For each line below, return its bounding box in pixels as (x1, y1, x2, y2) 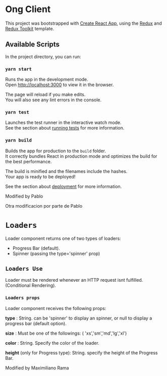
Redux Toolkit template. (5, 25, 54, 31)
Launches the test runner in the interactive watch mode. (5, 119, 122, 126)
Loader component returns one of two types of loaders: (5, 235, 121, 241)
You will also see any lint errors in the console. (5, 97, 102, 103)
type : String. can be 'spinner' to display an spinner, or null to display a (5, 315, 152, 321)
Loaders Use (5, 265, 43, 272)
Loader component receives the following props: (5, 305, 106, 311)
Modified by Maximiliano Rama (5, 364, 69, 371)
